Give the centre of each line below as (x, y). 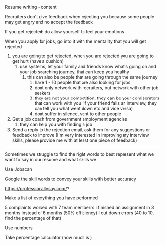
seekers (42, 93)
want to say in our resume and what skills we (51, 160)
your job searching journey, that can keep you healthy (74, 72)
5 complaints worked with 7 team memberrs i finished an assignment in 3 (80, 208)
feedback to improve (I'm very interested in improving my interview (81, 135)
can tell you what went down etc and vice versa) (84, 109)
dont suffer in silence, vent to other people (78, 114)
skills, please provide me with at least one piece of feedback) (75, 140)
